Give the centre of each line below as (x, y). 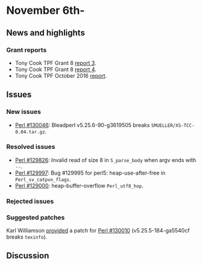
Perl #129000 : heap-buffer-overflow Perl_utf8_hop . (79, 185)
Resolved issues (31, 147)
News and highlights (46, 33)
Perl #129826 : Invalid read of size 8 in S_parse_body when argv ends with (106, 160)
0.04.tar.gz (30, 132)
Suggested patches (36, 217)
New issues (24, 112)
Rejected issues (30, 201)
